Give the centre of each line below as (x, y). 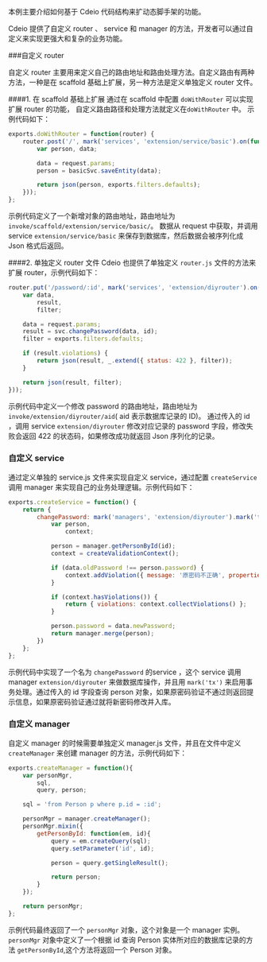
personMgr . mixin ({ (53, 826)
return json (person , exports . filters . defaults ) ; (119, 185)
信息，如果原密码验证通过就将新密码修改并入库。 (95, 701)
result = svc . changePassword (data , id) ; (90, 332)
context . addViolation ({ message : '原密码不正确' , (145, 575)
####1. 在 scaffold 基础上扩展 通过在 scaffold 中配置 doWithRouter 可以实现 (131, 99)
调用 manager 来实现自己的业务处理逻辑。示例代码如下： (101, 487)
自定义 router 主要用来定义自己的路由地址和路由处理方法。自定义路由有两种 (132, 72)
